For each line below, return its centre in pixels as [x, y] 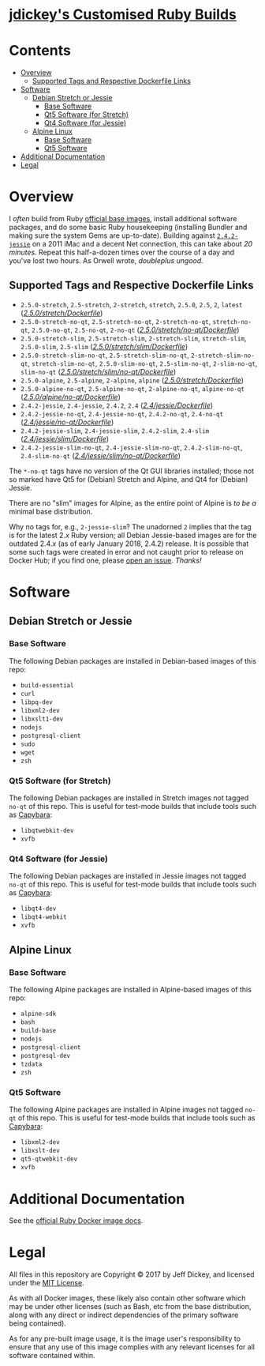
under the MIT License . [47, 1283]
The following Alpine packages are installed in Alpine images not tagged [126, 1110]
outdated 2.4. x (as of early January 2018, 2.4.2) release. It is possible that [129, 544]
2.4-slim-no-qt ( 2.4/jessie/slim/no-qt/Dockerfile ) [100, 455]
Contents [40, 51]
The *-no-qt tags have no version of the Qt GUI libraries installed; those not [132, 471]
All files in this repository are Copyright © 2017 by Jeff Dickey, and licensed [132, 1274]
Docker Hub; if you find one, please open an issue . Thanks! [105, 560]
